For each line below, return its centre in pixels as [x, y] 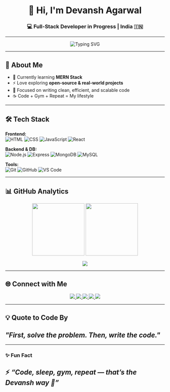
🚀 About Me [24, 65]
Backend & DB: [21, 149]
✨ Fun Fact [19, 355]
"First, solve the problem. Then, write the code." [83, 335]
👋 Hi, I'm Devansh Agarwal [85, 10]
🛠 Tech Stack [27, 119]
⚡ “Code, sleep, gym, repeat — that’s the [71, 372]
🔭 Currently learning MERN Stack [47, 77]
